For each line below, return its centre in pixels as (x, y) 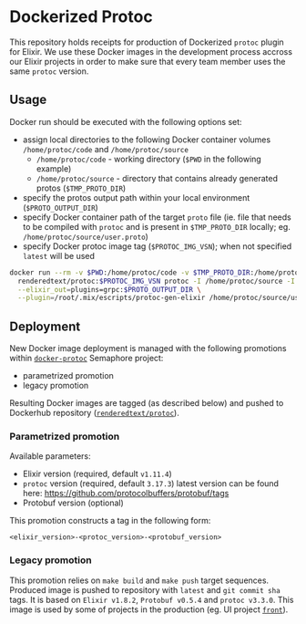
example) (54, 168)
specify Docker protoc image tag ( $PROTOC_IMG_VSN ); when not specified (157, 246)
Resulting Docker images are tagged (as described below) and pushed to (147, 403)
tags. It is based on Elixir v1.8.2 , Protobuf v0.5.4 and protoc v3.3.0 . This (152, 599)
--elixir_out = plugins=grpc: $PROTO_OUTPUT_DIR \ (110, 289)
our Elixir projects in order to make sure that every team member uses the (148, 61)
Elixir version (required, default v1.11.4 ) (97, 474)
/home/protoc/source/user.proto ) (85, 236)
